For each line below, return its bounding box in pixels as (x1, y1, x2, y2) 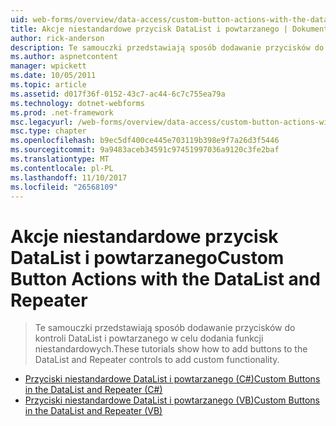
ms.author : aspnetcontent (10, 52, 118, 62)
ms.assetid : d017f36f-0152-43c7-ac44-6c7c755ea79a (10, 89, 226, 99)
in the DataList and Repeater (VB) (24, 405, 163, 417)
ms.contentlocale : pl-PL (10, 163, 114, 173)
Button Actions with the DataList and (10, 267, 321, 290)
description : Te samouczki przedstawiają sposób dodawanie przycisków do (10, 42, 325, 53)
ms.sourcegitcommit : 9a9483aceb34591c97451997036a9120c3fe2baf (10, 145, 280, 155)
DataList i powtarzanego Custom (10, 246, 285, 269)
